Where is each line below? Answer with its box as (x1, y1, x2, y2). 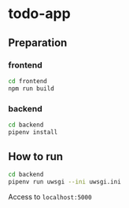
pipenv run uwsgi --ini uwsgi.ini (8, 178, 122, 186)
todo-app (8, 5, 71, 23)
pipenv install (8, 128, 58, 136)
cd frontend (8, 77, 47, 85)
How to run (8, 150, 64, 163)
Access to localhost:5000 (8, 192, 92, 202)
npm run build (8, 84, 55, 93)
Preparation (8, 36, 68, 49)
